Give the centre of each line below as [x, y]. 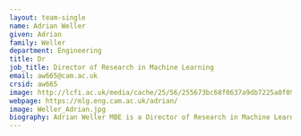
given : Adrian [36, 34]
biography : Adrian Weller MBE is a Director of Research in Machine [140, 117]
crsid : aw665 [34, 84]
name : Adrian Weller [48, 26]
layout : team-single [48, 17]
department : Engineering [56, 51]
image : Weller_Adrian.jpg [57, 109]
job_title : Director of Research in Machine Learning [112, 68]
